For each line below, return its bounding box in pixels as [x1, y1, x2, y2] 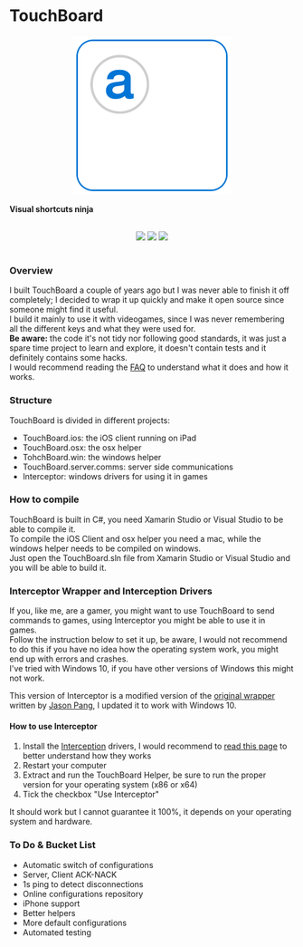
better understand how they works [22, 750, 152, 761]
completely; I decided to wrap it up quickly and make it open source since [9, 295, 285, 305]
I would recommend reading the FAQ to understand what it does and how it [9, 362, 289, 372]
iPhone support [22, 898, 80, 909]
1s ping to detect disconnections [22, 878, 144, 889]
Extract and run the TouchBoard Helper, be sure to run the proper [22, 769, 267, 780]
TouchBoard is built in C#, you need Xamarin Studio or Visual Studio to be [9, 514, 284, 525]
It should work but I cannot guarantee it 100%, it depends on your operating [9, 807, 292, 817]
